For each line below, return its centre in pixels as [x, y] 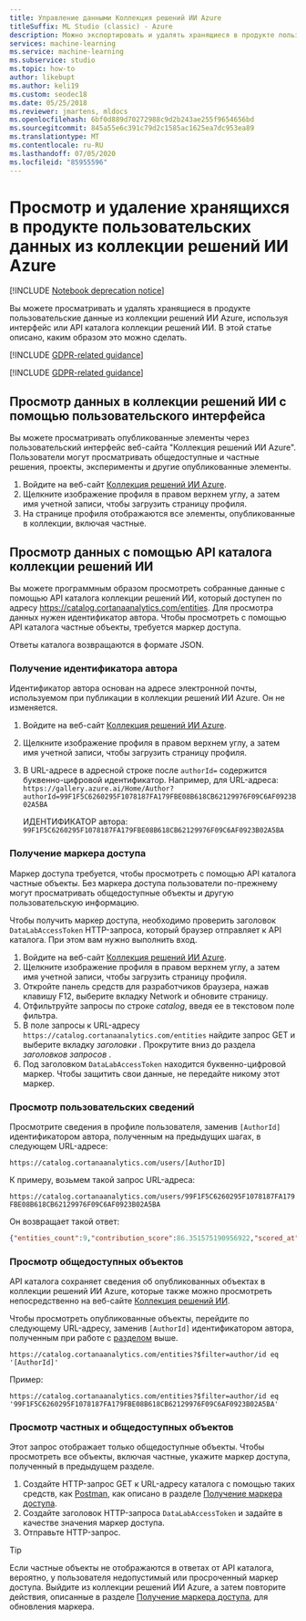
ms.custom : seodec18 [49, 94]
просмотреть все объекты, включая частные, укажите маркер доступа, [150, 1457]
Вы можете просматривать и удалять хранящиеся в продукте [130, 309]
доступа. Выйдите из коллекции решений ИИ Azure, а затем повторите [148, 1587]
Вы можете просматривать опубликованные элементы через [129, 438]
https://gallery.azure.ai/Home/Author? [98, 789]
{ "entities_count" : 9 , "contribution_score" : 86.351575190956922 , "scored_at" [154, 1238]
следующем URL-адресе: [59, 1145]
